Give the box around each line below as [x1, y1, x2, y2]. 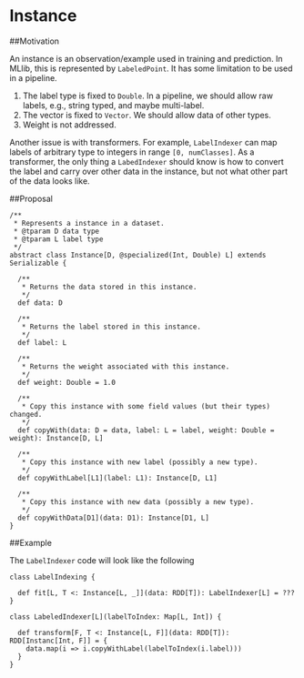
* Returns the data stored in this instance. [21, 282, 198, 291]
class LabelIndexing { [9, 572, 96, 582]
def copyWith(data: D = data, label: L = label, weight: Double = [17, 425, 275, 435]
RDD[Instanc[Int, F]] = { [9, 636, 107, 645]
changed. [9, 410, 43, 419]
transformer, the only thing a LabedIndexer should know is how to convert [9, 156, 284, 167]
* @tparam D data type [13, 227, 100, 236]
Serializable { [9, 258, 67, 268]
